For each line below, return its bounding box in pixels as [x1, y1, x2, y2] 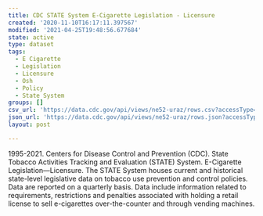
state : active [8, 33, 55, 41]
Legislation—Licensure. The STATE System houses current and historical [8, 165, 243, 175]
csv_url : [8, 106, 37, 114]
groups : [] [8, 99, 44, 106]
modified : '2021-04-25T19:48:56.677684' [8, 26, 142, 34]
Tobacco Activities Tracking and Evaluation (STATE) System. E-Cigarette [8, 157, 242, 167]
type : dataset [8, 41, 55, 49]
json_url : [8, 113, 41, 121]
